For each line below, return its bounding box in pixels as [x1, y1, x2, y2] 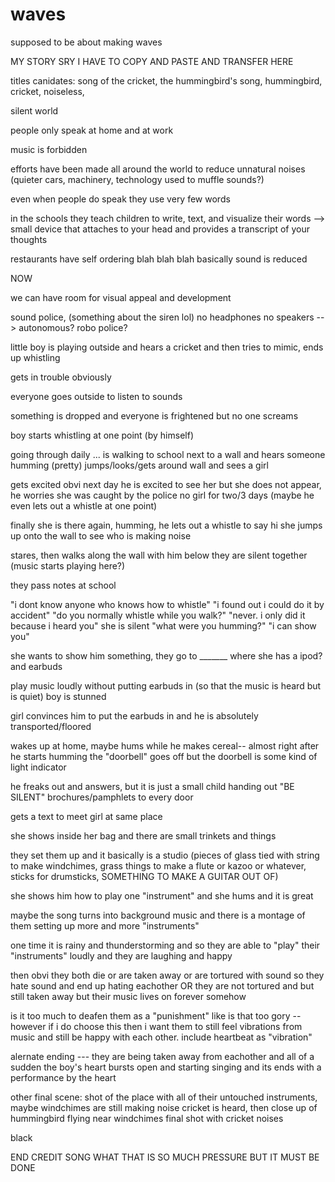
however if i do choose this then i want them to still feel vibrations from [10, 1020, 303, 1032]
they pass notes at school [10, 579, 117, 591]
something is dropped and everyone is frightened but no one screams [10, 409, 299, 422]
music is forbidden [10, 143, 88, 155]
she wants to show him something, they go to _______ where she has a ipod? [10, 649, 323, 662]
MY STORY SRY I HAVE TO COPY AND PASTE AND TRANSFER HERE [10, 55, 294, 67]
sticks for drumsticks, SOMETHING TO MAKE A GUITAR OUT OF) [10, 870, 279, 882]
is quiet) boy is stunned [10, 690, 107, 702]
